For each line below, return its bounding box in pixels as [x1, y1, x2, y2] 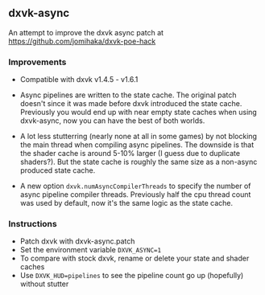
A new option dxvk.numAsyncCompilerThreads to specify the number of [19, 181, 251, 191]
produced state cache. [19, 166, 96, 175]
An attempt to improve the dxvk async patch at [8, 27, 164, 37]
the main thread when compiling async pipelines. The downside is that [19, 140, 255, 150]
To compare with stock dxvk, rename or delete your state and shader [19, 253, 250, 264]
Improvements [8, 56, 67, 68]
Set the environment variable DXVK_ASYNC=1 [19, 245, 162, 255]
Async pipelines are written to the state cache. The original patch [19, 90, 237, 100]
